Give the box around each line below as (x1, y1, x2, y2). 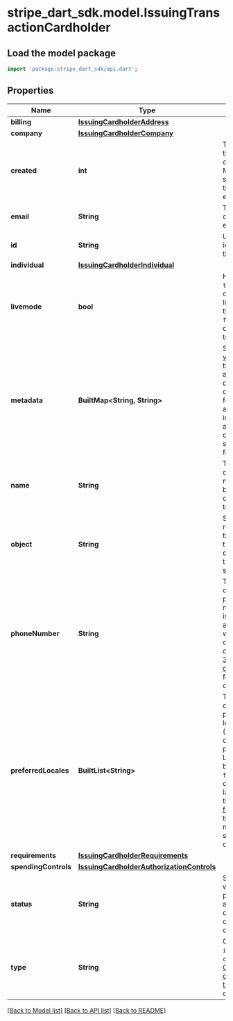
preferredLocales (10, 765, 69, 775)
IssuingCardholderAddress (78, 117, 169, 126)
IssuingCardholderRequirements (78, 850, 189, 860)
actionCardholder (7, 19, 111, 35)
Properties (7, 85, 54, 96)
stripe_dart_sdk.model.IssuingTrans (7, 5, 221, 21)
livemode (10, 302, 42, 311)
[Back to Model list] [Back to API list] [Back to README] (7, 1006, 166, 1014)
